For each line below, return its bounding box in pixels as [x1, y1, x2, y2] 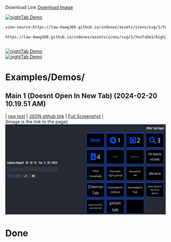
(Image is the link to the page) [5, 118, 68, 124]
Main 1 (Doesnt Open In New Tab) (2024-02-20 [5, 92, 158, 100]
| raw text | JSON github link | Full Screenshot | [5, 113, 104, 119]
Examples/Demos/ [5, 71, 85, 83]
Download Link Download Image [5, 5, 73, 10]
